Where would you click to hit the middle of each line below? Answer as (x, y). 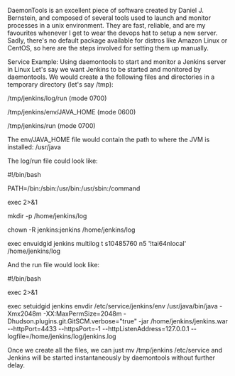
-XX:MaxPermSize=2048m (82, 313)
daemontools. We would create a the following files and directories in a (111, 77)
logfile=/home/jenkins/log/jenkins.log (62, 336)
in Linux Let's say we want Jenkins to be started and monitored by (104, 69)
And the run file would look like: (54, 265)
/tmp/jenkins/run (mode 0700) (51, 126)
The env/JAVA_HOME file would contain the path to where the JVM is (109, 139)
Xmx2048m (24, 313)
